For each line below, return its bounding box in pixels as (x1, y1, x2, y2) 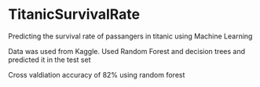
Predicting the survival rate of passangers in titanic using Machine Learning (8, 31, 253, 41)
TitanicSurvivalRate (8, 5, 140, 24)
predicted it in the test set (8, 55, 91, 64)
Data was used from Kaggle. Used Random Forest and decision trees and (8, 46, 246, 56)
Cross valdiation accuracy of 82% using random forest (8, 70, 185, 79)
